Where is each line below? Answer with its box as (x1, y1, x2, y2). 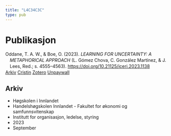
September (12, 125, 37, 131)
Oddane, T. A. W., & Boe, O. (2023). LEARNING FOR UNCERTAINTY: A (5, 51, 152, 57)
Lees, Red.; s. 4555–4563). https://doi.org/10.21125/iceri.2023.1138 (10, 63, 150, 70)
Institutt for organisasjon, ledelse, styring (12, 114, 99, 120)
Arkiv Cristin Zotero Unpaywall (5, 70, 70, 76)
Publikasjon (5, 34, 56, 46)
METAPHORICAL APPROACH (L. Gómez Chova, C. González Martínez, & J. (10, 57, 166, 63)
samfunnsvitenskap (12, 108, 55, 115)
